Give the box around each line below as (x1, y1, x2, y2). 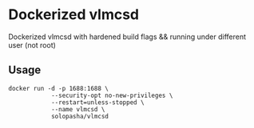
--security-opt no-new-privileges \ (50, 91, 173, 99)
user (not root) (8, 40, 56, 49)
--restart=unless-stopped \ (50, 98, 145, 107)
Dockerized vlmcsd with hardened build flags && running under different (8, 32, 246, 41)
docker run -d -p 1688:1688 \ (8, 84, 109, 92)
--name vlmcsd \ (50, 105, 105, 113)
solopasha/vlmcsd (50, 112, 109, 120)
